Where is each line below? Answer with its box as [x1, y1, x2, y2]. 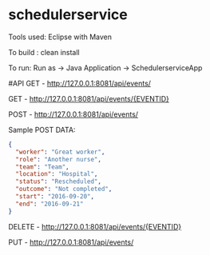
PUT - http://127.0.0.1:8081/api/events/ [8, 237, 134, 247]
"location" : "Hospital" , [15, 170, 98, 178]
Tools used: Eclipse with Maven [8, 32, 113, 42]
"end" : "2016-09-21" [15, 200, 84, 208]
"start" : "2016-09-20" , [15, 193, 94, 201]
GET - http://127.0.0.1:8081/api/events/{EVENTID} [8, 94, 170, 103]
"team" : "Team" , [15, 162, 69, 171]
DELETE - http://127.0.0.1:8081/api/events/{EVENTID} [8, 221, 182, 231]
